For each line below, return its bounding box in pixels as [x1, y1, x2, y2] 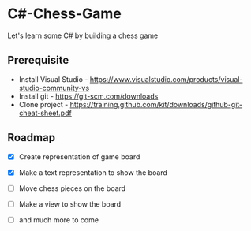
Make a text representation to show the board [18, 167, 167, 177]
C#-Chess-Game [7, 5, 122, 23]
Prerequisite [7, 54, 69, 67]
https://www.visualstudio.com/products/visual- [89, 74, 243, 84]
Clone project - [18, 99, 69, 109]
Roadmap [7, 131, 56, 144]
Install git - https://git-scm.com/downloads [18, 91, 159, 101]
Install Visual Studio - [18, 74, 88, 84]
